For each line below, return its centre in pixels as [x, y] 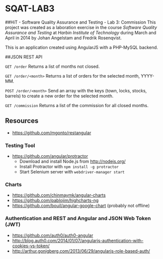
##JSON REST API [24, 57]
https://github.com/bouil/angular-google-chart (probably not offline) [81, 206]
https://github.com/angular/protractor [50, 156]
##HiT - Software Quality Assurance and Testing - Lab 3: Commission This [81, 22]
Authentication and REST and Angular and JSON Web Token [78, 218]
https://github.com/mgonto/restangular [52, 133]
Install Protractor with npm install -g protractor [69, 167]
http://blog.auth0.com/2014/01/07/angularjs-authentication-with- [78, 240]
